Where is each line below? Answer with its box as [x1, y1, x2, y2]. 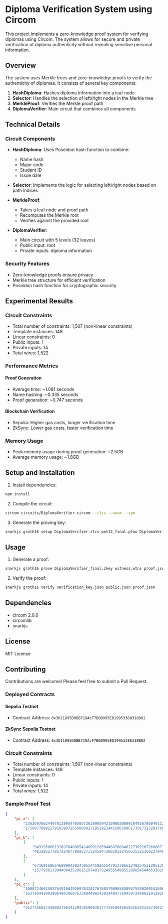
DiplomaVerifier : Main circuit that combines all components [12, 105, 136, 111]
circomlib [12, 617, 32, 623]
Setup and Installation [5, 468, 75, 477]
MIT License [5, 650, 31, 656]
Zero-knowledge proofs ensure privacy [12, 272, 93, 278]
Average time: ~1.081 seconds [12, 386, 74, 392]
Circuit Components [5, 136, 55, 143]
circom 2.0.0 [12, 612, 39, 618]
